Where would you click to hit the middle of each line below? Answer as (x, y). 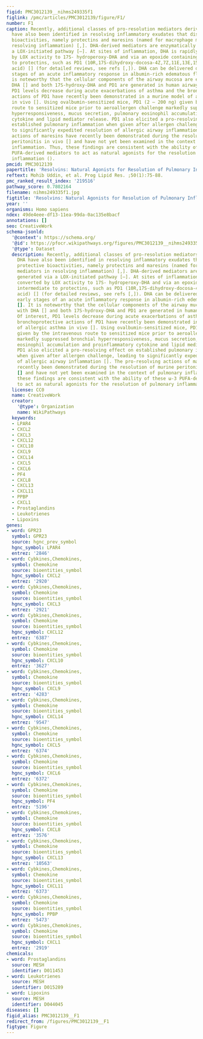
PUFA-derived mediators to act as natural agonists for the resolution (104, 153)
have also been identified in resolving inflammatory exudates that (100, 35)
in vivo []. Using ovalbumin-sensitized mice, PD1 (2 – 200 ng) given (102, 102)
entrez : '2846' (31, 553)
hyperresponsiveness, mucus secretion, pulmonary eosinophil (90, 113)
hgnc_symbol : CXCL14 (37, 717)
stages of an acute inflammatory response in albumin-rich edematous (101, 74)
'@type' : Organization (46, 407)
